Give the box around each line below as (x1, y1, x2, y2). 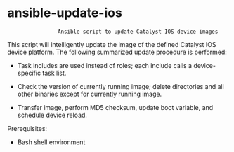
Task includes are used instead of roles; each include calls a (17, 61, 192, 69)
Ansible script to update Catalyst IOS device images (57, 28, 219, 35)
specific (17, 69, 41, 77)
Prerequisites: (7, 124, 48, 132)
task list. (41, 69, 67, 77)
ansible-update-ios (7, 5, 123, 21)
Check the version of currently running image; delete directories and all (17, 82, 225, 90)
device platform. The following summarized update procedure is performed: (7, 48, 227, 56)
